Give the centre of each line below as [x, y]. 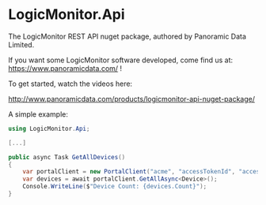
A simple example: [38, 114]
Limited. [21, 44]
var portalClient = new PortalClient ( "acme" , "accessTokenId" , [129, 172]
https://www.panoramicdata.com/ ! [65, 68]
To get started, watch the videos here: [70, 84]
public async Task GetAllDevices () [67, 157]
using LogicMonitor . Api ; [49, 129]
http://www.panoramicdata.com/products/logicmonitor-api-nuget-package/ [132, 99]
